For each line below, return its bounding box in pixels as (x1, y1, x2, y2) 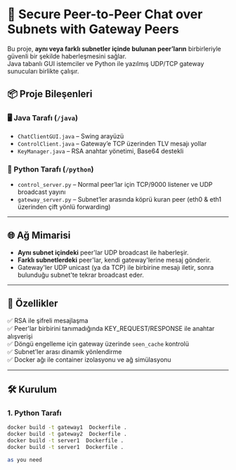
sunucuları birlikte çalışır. (7, 67, 79, 75)
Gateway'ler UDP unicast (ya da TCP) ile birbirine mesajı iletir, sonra (17, 263, 214, 271)
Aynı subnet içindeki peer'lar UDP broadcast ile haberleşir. (17, 248, 189, 256)
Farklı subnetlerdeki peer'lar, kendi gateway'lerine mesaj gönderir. (17, 256, 211, 264)
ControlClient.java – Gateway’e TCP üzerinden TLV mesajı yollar (17, 139, 207, 148)
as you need (7, 456, 42, 463)
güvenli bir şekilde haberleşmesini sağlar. (7, 52, 127, 60)
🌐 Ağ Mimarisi (7, 230, 71, 242)
